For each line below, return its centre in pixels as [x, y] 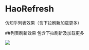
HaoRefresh [30, 9]
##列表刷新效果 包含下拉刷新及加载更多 [44, 33]
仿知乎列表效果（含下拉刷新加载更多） [43, 23]
